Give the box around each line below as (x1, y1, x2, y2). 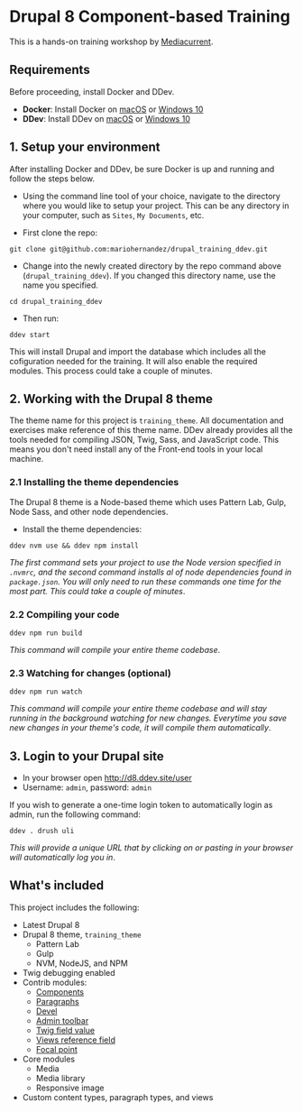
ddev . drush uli (9, 827, 75, 836)
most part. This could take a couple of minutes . (9, 585, 186, 596)
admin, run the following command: (9, 809, 142, 820)
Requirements (9, 62, 90, 78)
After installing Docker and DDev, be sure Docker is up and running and (9, 163, 275, 174)
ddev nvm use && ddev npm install (9, 541, 140, 550)
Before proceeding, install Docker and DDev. (9, 86, 175, 96)
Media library (35, 1072, 86, 1083)
